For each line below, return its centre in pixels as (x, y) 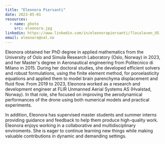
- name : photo (24, 24)
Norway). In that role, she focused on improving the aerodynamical (74, 94)
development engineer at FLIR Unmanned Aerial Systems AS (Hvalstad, (79, 89)
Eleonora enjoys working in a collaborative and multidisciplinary (71, 125)
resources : (16, 19)
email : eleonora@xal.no (30, 38)
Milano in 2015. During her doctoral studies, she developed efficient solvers (83, 67)
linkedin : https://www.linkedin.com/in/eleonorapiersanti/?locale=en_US (82, 33)
